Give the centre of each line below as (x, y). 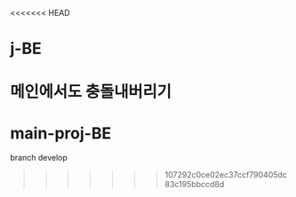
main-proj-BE (61, 133)
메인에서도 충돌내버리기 (91, 92)
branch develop (39, 158)
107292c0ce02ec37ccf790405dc (226, 175)
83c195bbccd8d (195, 185)
